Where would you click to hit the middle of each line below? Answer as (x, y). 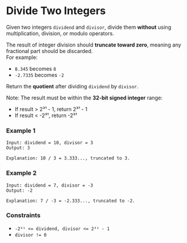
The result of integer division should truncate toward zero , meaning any (93, 45)
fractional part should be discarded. (49, 51)
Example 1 (21, 131)
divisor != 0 (31, 235)
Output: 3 (18, 148)
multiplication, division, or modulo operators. (60, 33)
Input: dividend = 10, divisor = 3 (50, 143)
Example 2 (21, 173)
